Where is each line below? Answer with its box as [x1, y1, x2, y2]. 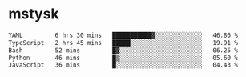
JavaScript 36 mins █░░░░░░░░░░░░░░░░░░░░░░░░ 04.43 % [8, 61, 239, 69]
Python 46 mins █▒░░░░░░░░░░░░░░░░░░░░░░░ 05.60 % [8, 54, 239, 62]
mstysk [8, 5, 59, 23]
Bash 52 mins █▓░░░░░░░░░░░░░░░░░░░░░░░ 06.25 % [8, 46, 239, 55]
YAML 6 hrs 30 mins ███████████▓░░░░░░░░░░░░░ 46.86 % [8, 31, 239, 39]
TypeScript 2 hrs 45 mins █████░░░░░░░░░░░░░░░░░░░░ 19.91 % [8, 38, 239, 47]
